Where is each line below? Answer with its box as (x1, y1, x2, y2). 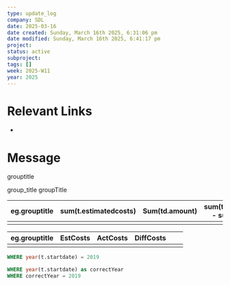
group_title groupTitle (7, 186, 67, 194)
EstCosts (60, 234, 90, 243)
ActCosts (97, 234, 129, 243)
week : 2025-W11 (7, 67, 51, 74)
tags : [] (7, 61, 32, 68)
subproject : (7, 55, 41, 62)
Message (7, 150, 61, 165)
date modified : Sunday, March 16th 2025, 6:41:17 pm (7, 36, 161, 42)
